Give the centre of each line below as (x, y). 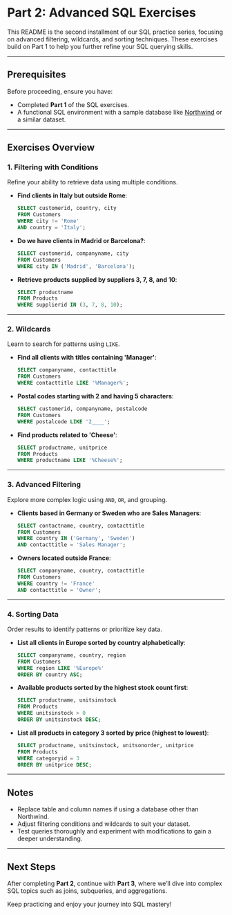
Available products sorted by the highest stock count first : (103, 688)
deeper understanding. (50, 839)
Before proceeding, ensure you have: (60, 91)
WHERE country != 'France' (56, 584)
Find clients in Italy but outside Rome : (72, 195)
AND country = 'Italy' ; (51, 228)
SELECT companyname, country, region (71, 655)
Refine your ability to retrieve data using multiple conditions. (93, 182)
